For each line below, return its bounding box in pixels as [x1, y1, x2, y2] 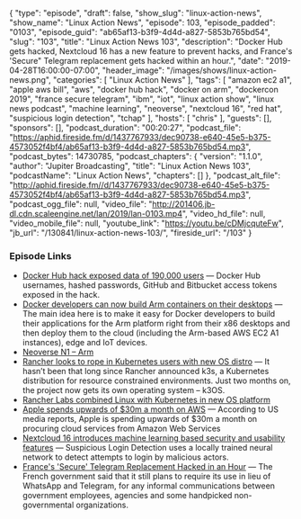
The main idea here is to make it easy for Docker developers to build [22, 309, 276, 319]
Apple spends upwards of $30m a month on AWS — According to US [22, 404, 279, 415]
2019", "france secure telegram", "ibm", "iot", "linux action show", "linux [9, 94, 275, 104]
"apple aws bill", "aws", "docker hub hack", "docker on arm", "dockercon [9, 85, 279, 94]
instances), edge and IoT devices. [22, 337, 148, 348]
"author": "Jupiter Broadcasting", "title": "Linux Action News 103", [9, 161, 252, 171]
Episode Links [9, 249, 72, 262]
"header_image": [102, 65, 164, 76]
